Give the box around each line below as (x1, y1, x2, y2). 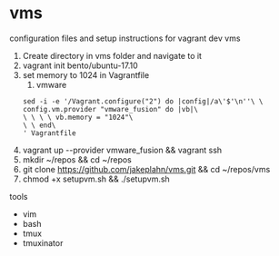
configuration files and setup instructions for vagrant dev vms (9, 33, 241, 44)
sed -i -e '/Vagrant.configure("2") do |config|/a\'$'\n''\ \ (22, 96, 264, 106)
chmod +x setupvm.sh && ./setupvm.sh (22, 173, 170, 184)
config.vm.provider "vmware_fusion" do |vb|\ (22, 104, 198, 113)
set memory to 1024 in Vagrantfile (22, 69, 150, 80)
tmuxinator (22, 237, 64, 248)
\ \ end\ (22, 121, 56, 130)
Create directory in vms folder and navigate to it (22, 50, 203, 61)
